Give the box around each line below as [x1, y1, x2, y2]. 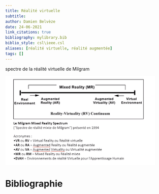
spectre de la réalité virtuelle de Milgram [5, 66, 90, 72]
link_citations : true [5, 30, 51, 35]
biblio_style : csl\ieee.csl [5, 41, 65, 46]
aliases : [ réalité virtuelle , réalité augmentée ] [5, 46, 113, 51]
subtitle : [5, 13, 26, 19]
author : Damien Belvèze [5, 19, 56, 24]
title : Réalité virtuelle [5, 8, 60, 13]
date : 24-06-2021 [5, 24, 42, 30]
